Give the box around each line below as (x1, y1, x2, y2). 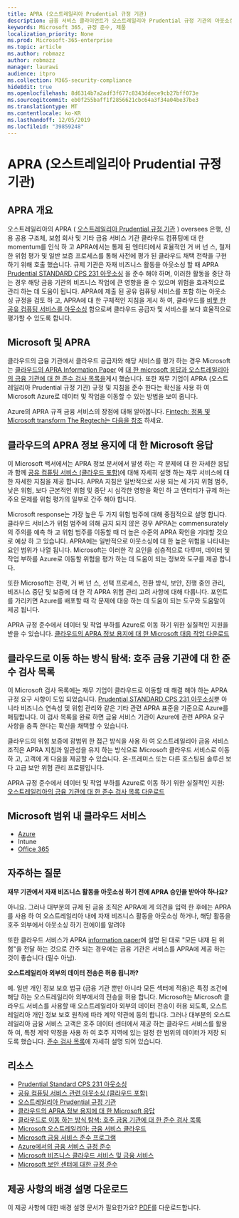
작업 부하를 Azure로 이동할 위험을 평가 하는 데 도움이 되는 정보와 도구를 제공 (7, 555, 218, 563)
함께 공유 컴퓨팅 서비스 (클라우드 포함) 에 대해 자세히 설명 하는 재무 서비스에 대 (14, 468, 230, 477)
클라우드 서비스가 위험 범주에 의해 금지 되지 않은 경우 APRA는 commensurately (7, 519, 228, 528)
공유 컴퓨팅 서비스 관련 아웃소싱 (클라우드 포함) (17, 1089, 148, 1098)
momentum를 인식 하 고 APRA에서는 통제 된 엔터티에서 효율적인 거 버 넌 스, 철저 (7, 242, 231, 251)
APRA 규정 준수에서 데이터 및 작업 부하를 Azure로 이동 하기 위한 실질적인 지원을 (7, 620, 229, 629)
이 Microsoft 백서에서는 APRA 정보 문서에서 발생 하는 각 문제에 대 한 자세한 (7, 459, 217, 468)
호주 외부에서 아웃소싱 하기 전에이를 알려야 (7, 920, 126, 929)
